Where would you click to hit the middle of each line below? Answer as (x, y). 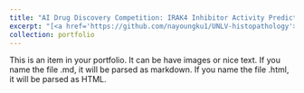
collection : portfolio (52, 34)
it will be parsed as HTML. (58, 79)
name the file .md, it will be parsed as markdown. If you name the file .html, (149, 70)
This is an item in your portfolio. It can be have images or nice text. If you (145, 60)
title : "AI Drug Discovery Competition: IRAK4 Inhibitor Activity (137, 18)
